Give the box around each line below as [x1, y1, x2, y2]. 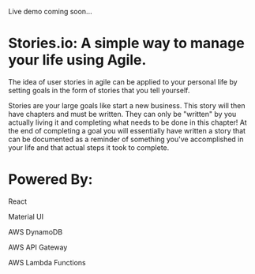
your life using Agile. [8, 51, 147, 69]
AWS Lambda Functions [8, 257, 86, 267]
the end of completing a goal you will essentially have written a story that [8, 126, 246, 135]
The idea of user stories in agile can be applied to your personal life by [8, 77, 238, 86]
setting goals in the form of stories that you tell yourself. [8, 85, 190, 95]
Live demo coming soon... [8, 7, 92, 16]
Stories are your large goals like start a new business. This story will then [8, 100, 246, 110]
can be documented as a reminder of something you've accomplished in [8, 134, 244, 144]
